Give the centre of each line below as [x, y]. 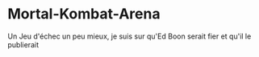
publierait [23, 44]
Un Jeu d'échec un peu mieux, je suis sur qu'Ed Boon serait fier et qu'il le [129, 36]
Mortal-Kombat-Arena [84, 14]
